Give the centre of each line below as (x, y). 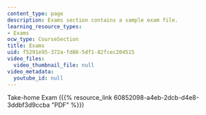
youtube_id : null (38, 78)
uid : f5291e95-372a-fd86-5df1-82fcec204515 (71, 53)
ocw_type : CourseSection (43, 39)
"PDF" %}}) (68, 105)
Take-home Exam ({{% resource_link (60, 98)
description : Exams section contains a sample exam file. (93, 20)
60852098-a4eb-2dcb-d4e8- (156, 98)
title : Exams (26, 46)
